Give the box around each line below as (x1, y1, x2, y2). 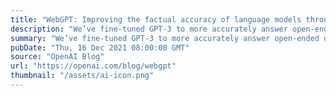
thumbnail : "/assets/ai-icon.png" (10, 71, 155, 81)
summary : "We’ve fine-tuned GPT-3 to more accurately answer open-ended (10, 33, 320, 43)
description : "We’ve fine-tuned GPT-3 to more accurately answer (10, 24, 288, 34)
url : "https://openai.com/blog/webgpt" (10, 61, 177, 71)
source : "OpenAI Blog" (10, 52, 105, 62)
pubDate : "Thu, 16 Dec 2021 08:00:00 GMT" (10, 42, 190, 53)
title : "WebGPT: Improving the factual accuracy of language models (10, 14, 302, 25)
